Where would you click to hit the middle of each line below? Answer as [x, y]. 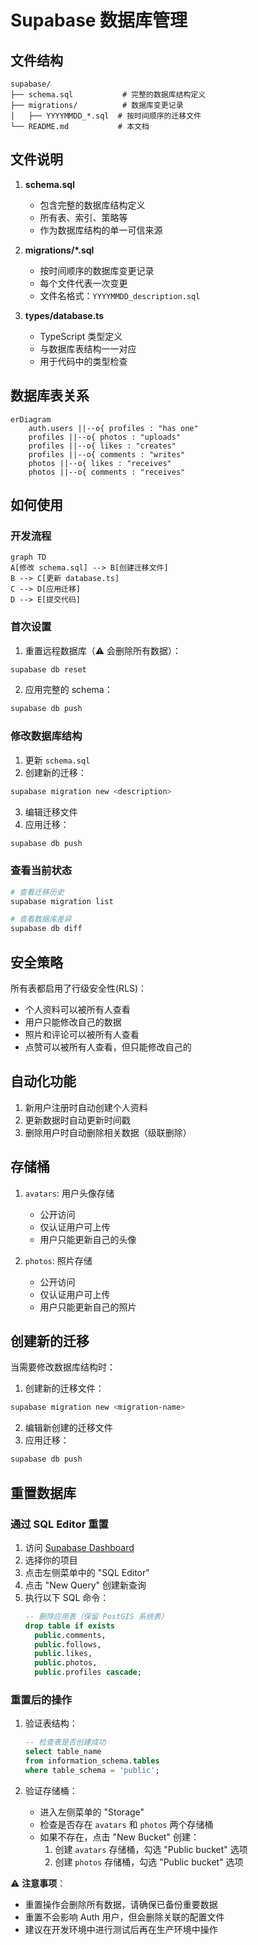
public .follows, [68, 1644]
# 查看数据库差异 [41, 919]
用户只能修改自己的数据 [73, 1022]
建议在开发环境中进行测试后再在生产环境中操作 [121, 1929]
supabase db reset [48, 669]
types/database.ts [64, 315]
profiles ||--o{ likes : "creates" [102, 446]
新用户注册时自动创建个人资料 [86, 1107]
